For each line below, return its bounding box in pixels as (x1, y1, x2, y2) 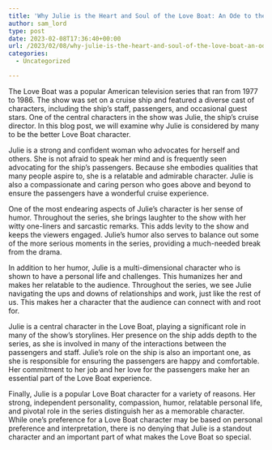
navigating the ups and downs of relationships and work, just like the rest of (8, 289, 261, 298)
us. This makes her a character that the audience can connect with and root (8, 297, 261, 306)
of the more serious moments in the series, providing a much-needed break (8, 238, 261, 248)
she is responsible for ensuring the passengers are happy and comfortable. (8, 356, 260, 366)
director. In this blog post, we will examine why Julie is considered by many (8, 121, 260, 131)
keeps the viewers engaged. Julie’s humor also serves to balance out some (8, 229, 259, 239)
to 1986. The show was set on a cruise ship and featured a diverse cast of (8, 95, 255, 105)
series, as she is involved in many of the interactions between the (8, 338, 227, 349)
